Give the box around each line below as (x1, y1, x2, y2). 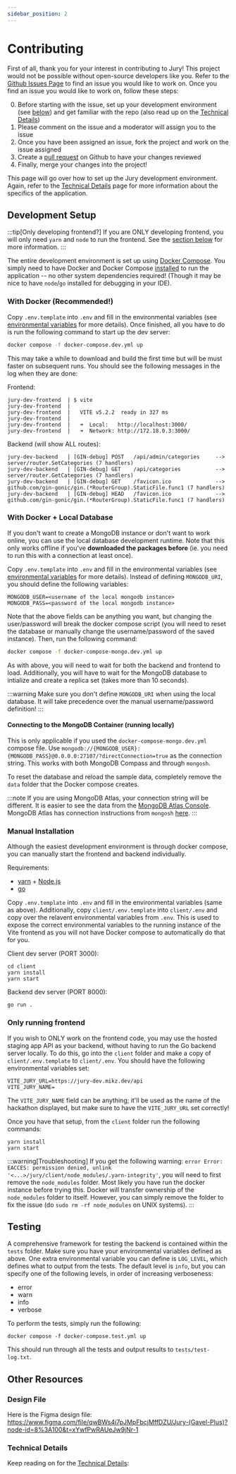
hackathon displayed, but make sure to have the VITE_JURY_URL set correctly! (7, 1103, 230, 1111)
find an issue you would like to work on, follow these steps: (7, 86, 179, 95)
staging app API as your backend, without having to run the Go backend (7, 1041, 216, 1049)
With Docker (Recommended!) (7, 297, 114, 307)
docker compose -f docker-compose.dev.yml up (7, 341, 143, 348)
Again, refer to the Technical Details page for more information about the (7, 181, 218, 190)
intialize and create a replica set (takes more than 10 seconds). (7, 676, 189, 684)
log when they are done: (7, 369, 78, 377)
